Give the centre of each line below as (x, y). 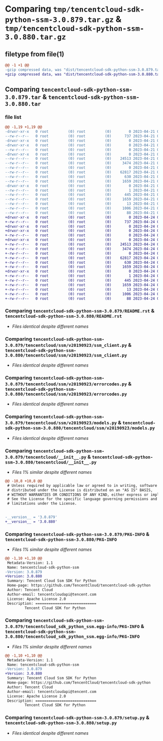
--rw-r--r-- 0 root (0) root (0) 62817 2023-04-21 (80, 172)
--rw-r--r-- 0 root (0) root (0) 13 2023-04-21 (80, 204)
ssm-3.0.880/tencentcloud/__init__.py (51, 462)
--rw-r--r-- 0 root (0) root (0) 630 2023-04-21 (80, 177)
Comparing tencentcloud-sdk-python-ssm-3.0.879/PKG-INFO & (77, 534)
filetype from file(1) (35, 54)
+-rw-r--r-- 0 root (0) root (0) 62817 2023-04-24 (80, 258)
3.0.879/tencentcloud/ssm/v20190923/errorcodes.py (66, 384)
